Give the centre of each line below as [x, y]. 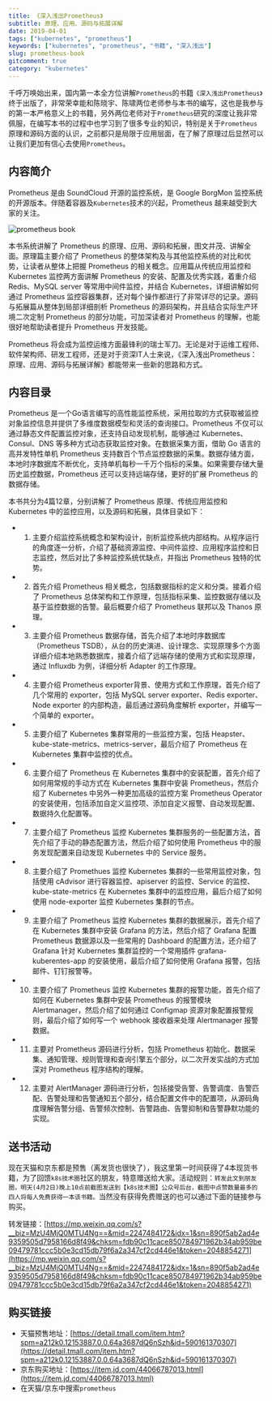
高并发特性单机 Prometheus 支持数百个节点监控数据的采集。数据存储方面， [134, 454]
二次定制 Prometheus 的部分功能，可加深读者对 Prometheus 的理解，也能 [138, 316]
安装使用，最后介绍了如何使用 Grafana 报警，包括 [178, 961]
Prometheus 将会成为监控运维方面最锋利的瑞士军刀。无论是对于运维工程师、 [136, 344]
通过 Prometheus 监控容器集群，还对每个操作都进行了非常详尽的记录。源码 [134, 296]
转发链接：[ [28, 1224]
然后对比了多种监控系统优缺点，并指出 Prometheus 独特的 [157, 558]
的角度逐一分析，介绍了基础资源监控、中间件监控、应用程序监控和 [142, 547]
